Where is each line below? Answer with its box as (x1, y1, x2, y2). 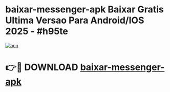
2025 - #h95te (5, 26, 68, 37)
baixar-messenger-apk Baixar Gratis (5, 4, 164, 15)
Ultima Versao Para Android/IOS (5, 14, 144, 26)
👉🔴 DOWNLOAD (5, 62, 78, 73)
